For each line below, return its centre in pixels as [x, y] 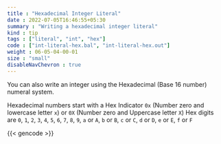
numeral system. [31, 92]
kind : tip [23, 33]
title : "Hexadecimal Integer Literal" [64, 13]
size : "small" [29, 59]
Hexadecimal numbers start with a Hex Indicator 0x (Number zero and [106, 105]
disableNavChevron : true [44, 65]
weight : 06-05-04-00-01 [43, 52]
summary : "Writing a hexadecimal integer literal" [82, 26]
